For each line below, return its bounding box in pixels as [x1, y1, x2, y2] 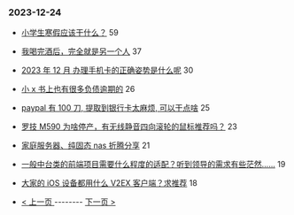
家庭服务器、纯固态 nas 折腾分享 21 [20, 140, 151, 151]
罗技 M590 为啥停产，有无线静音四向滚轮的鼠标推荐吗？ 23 [20, 121, 238, 132]
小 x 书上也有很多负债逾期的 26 [20, 84, 135, 95]
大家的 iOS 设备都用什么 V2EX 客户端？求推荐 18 [20, 178, 198, 188]
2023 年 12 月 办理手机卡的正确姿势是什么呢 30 [20, 65, 194, 76]
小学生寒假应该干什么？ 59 [20, 27, 119, 38]
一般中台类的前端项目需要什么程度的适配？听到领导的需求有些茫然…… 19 [20, 159, 286, 170]
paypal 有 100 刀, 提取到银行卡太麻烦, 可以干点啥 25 [20, 103, 210, 113]
